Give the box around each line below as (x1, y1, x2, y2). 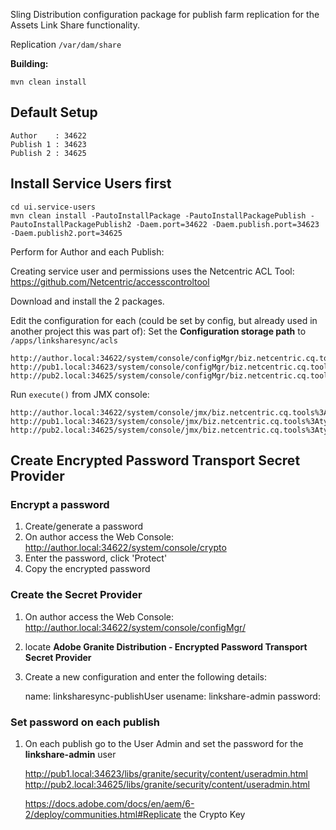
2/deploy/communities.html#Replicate (24, 808, 182, 820)
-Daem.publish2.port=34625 (10, 228, 123, 238)
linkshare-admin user (24, 748, 117, 760)
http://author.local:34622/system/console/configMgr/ (24, 621, 246, 633)
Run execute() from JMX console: (10, 388, 150, 400)
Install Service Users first (10, 175, 172, 193)
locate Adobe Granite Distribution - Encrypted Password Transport (24, 640, 308, 653)
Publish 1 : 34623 (10, 139, 87, 149)
